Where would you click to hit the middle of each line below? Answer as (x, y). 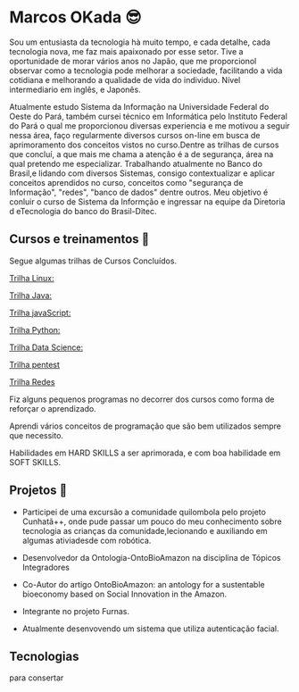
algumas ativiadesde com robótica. (87, 540)
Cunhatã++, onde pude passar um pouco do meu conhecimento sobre (152, 521)
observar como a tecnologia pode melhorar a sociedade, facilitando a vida (146, 71)
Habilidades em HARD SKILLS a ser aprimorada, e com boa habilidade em (145, 453)
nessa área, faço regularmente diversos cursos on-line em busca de (135, 135)
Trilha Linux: (32, 278)
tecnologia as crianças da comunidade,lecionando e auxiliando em (145, 530)
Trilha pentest (35, 364)
